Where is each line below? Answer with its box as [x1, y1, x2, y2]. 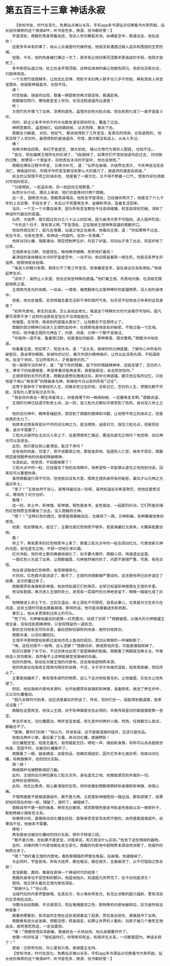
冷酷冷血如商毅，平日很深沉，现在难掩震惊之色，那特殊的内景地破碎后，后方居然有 [12, 902, 160, 907]
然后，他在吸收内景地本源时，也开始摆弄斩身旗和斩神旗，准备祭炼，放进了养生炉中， [12, 686, 163, 691]
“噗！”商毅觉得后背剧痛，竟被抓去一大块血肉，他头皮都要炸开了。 [12, 929, 130, 935]
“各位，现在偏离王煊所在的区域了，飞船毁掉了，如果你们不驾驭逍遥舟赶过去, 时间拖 [12, 152, 162, 157]
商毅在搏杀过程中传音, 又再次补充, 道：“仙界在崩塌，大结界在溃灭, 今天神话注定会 [12, 163, 164, 168]
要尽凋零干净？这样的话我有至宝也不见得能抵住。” [5, 314, 93, 319]
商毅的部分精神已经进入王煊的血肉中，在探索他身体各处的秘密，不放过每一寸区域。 [12, 325, 160, 330]
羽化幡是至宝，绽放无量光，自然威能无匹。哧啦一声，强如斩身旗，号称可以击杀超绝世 [12, 740, 163, 746]
